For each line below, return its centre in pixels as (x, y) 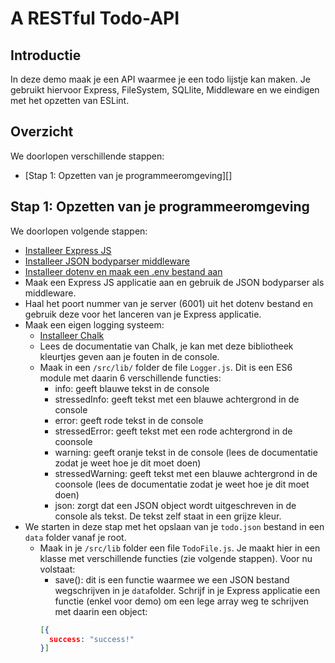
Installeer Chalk (72, 335)
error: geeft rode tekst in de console (129, 420)
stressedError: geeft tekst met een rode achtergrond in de (173, 431)
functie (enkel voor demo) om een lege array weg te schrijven (182, 601)
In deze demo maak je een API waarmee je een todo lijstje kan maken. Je (160, 79)
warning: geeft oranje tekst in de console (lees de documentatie (186, 452)
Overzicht (42, 132)
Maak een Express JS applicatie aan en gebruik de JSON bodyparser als (174, 282)
